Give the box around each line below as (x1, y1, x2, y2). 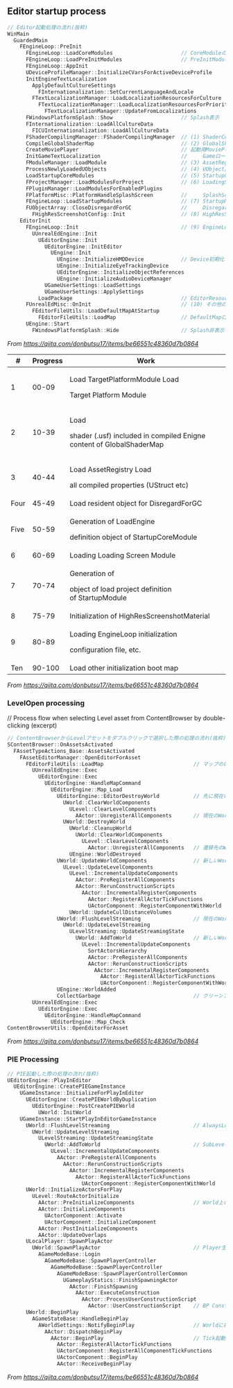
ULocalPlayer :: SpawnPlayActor (25, 1238, 113, 1245)
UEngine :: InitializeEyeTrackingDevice (56, 263, 169, 270)
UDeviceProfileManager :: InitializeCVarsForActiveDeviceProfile (25, 69, 213, 76)
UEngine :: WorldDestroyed (69, 851, 141, 858)
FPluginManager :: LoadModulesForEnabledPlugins (25, 185, 163, 192)
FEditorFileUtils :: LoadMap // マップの (25, 761, 224, 767)
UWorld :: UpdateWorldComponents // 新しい (56, 857, 218, 864)
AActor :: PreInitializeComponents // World (37, 1199, 218, 1206)
